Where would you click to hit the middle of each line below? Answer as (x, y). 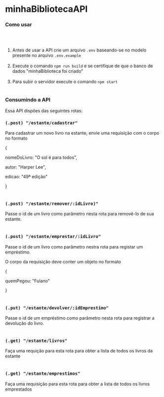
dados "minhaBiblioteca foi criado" (48, 71)
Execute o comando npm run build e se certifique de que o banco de (82, 66)
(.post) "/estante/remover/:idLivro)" (52, 204)
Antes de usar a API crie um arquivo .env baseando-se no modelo (79, 50)
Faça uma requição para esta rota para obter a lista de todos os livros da (79, 351)
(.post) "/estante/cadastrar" (41, 123)
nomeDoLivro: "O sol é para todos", (41, 157)
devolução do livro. (25, 323)
